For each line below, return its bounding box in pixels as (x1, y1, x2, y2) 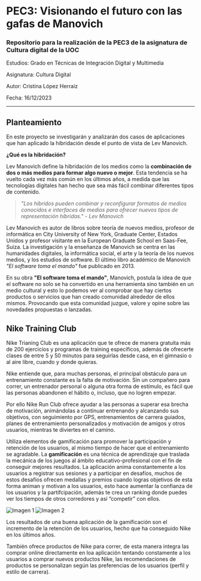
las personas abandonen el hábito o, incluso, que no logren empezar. (6, 389, 176, 396)
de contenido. (6, 188, 41, 195)
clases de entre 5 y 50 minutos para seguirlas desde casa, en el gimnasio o (6, 352, 192, 359)
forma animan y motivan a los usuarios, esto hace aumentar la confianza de (6, 483, 193, 490)
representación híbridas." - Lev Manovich (20, 213, 124, 220)
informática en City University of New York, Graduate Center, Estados (6, 231, 178, 238)
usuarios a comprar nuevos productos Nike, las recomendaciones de (6, 556, 176, 563)
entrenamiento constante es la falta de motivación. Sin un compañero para (6, 377, 190, 384)
